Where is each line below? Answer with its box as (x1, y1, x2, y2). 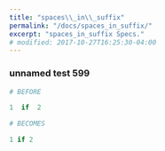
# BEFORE (9, 87, 42, 96)
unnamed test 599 (9, 68, 90, 80)
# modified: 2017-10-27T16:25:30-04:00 (9, 37, 157, 47)
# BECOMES (9, 119, 46, 129)
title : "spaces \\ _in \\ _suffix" (9, 12, 125, 22)
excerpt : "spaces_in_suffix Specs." (9, 29, 145, 38)
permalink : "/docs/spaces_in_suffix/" (9, 21, 153, 30)
